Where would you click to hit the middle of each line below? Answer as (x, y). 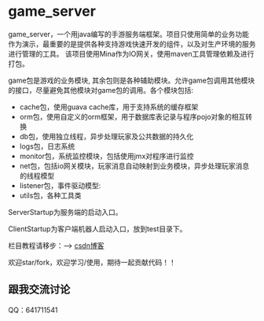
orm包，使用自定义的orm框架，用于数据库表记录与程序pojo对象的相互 (132, 116)
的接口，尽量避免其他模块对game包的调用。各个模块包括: (101, 90)
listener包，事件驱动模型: (60, 185)
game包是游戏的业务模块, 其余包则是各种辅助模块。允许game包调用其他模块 (132, 80)
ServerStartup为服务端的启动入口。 (66, 212)
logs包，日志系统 (47, 146)
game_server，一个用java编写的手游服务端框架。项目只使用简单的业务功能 (129, 34)
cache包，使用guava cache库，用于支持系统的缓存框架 (109, 107)
